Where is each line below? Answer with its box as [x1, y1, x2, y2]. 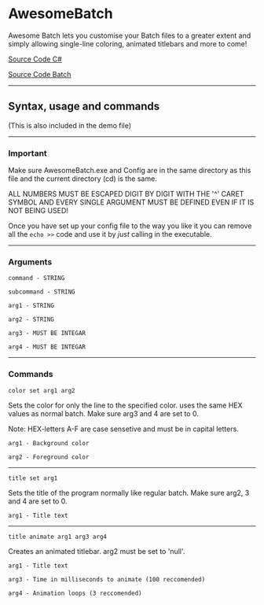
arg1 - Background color [8, 439, 90, 447]
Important [8, 147, 47, 158]
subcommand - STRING [8, 288, 76, 296]
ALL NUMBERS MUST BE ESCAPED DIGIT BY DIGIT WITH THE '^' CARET [8, 190, 244, 199]
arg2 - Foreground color [8, 453, 90, 461]
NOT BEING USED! [8, 206, 69, 216]
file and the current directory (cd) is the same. [8, 174, 157, 183]
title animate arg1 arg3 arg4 [8, 533, 108, 540]
